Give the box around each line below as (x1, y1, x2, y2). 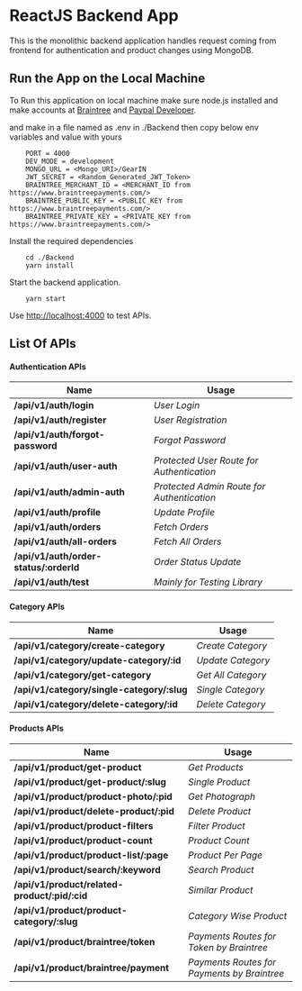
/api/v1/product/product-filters (13, 819, 154, 832)
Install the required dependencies (9, 235, 134, 246)
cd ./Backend (25, 253, 75, 262)
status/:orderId (13, 561, 80, 574)
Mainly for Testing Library (153, 576, 263, 588)
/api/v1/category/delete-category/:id (13, 697, 178, 710)
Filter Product (188, 819, 245, 832)
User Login (153, 399, 200, 412)
